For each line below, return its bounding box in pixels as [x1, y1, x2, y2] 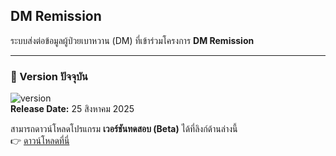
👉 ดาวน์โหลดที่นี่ [10, 135, 70, 147]
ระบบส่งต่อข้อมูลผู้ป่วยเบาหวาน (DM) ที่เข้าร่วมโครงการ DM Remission [10, 34, 255, 46]
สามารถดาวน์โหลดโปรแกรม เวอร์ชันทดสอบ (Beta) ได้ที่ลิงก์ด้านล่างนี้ [10, 123, 238, 135]
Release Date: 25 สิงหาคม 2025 [10, 103, 135, 115]
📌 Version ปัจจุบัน [10, 69, 88, 83]
